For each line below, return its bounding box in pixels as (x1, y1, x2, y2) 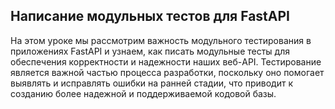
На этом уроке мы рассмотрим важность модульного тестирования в (10, 34, 312, 46)
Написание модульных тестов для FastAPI (10, 8, 290, 25)
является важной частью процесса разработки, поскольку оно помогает (10, 66, 325, 78)
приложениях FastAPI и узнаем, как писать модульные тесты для (10, 45, 291, 57)
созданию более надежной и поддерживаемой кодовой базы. (10, 87, 277, 99)
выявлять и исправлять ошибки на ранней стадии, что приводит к (10, 77, 293, 89)
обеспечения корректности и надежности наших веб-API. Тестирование (10, 55, 322, 68)
